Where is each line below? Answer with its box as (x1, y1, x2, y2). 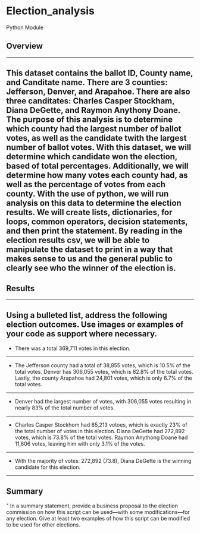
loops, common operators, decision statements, (6, 217, 188, 227)
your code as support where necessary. (6, 329, 158, 339)
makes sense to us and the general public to (6, 254, 173, 264)
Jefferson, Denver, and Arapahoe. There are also (6, 87, 190, 97)
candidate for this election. (14, 463, 81, 471)
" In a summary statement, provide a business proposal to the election (6, 502, 179, 509)
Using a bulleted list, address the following (6, 310, 168, 320)
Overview (6, 41, 43, 51)
